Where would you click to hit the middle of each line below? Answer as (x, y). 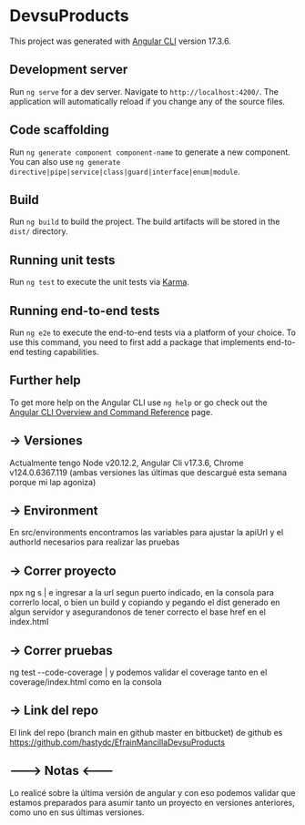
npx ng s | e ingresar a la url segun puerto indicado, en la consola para (142, 593)
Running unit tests (62, 260)
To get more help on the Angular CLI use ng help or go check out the (138, 402)
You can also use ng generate (65, 161)
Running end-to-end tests (85, 311)
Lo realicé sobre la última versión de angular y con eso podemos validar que (152, 792)
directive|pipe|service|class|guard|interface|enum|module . (125, 171)
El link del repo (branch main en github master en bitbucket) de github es (146, 732)
